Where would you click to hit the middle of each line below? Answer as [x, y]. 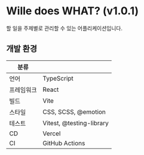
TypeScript [58, 78]
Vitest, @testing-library [76, 123]
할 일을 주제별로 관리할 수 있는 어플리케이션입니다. [65, 28]
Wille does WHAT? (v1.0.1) [73, 11]
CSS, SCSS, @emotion [74, 111]
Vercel [52, 134]
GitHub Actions [64, 143]
